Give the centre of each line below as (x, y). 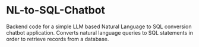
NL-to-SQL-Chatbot (56, 10)
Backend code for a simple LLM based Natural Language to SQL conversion (99, 26)
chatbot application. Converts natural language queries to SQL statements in (99, 32)
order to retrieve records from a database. (58, 39)
